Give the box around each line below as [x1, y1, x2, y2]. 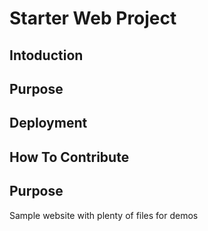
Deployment [9, 115, 88, 132]
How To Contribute [9, 148, 130, 166]
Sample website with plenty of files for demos [9, 209, 199, 221]
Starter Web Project [9, 7, 177, 30]
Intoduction [9, 47, 84, 64]
